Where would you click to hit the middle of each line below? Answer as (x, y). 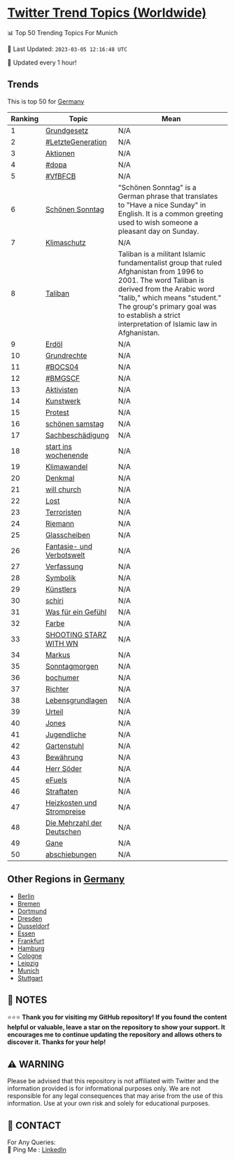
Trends (23, 84)
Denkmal (60, 478)
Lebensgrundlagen (76, 700)
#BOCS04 (62, 367)
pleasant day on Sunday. (158, 231)
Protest (57, 412)
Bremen (29, 903)
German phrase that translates (168, 196)
